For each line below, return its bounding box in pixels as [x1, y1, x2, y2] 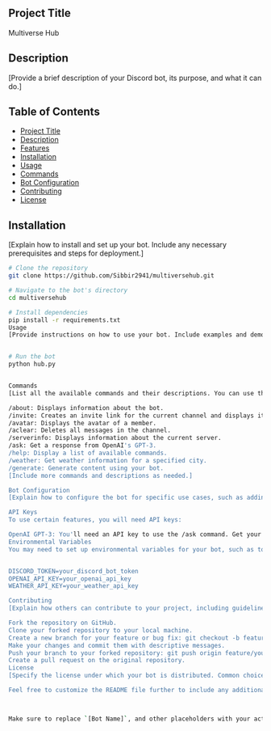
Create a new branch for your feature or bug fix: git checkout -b [8, 634, 240, 642]
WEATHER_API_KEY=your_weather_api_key [8, 582, 139, 590]
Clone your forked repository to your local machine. [8, 626, 194, 634]
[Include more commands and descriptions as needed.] [8, 471, 194, 480]
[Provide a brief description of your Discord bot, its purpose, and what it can [8, 73, 262, 82]
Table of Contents [8, 105, 101, 119]
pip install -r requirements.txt [8, 315, 121, 324]
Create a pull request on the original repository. [8, 657, 186, 665]
